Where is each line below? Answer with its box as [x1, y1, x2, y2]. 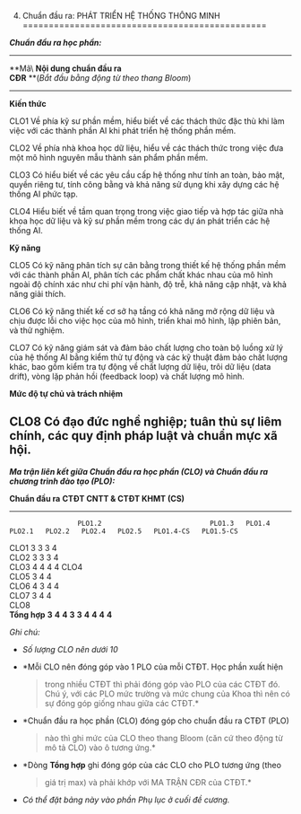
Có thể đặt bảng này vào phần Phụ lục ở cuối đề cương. [21, 794, 230, 805]
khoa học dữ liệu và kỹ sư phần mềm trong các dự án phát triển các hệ [9, 215, 271, 226]
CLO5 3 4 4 [9, 571, 52, 582]
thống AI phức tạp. [9, 188, 78, 199]
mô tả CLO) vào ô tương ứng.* [44, 742, 156, 753]
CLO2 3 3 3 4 [9, 552, 59, 563]
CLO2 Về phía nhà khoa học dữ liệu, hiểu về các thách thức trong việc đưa [9, 143, 284, 153]
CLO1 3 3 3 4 [9, 542, 57, 553]
